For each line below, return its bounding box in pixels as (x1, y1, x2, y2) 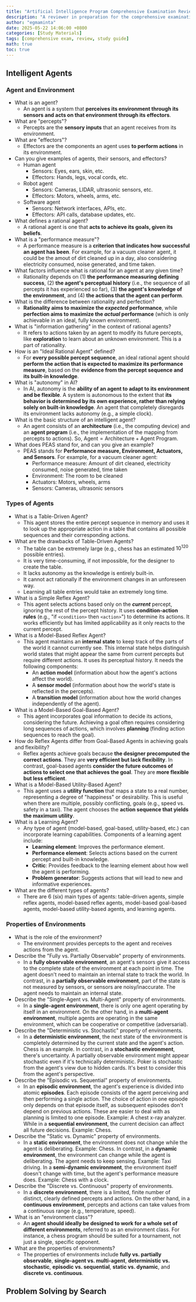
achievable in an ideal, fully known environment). (23, 317, 141, 324)
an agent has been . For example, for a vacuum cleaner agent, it (23, 248, 177, 255)
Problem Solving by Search (6, 1286, 107, 1297)
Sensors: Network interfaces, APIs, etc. (32, 205, 127, 212)
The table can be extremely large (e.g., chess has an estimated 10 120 (23, 544, 188, 552)
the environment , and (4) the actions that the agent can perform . (23, 292, 184, 299)
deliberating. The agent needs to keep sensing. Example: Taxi (23, 1157, 171, 1164)
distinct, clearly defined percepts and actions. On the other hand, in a (23, 1195, 190, 1202)
